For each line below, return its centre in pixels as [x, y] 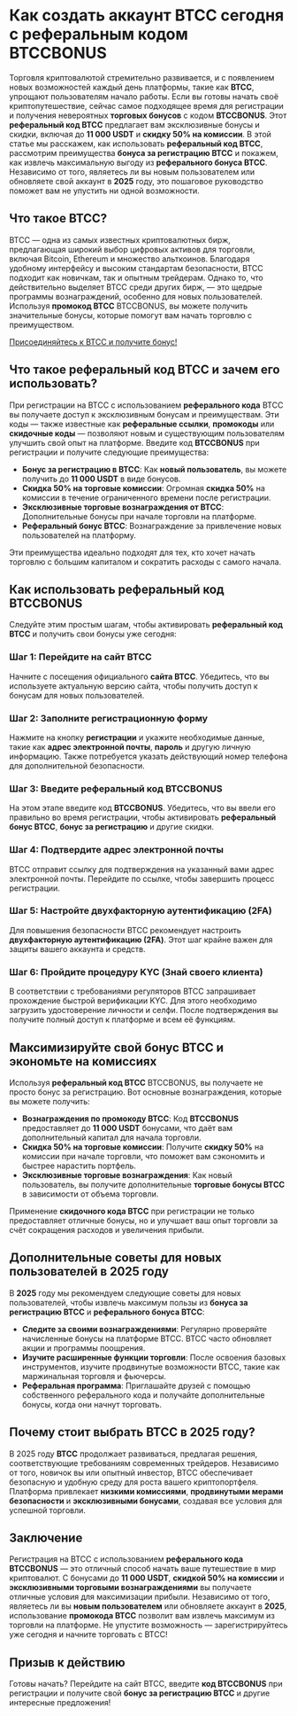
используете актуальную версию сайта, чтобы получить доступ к [133, 686]
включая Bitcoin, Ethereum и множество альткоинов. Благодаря [129, 259]
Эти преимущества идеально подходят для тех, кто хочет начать [133, 552]
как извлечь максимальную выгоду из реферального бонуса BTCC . [138, 162]
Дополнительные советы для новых [116, 1258]
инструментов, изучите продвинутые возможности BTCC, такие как [151, 1367]
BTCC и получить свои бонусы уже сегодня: [93, 634]
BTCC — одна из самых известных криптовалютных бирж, [120, 239]
